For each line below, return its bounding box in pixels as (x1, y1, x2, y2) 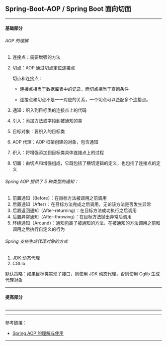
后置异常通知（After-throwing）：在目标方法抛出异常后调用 (12, 213, 132, 219)
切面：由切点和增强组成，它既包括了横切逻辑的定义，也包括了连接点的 (12, 160, 157, 166)
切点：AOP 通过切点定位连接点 (12, 64, 76, 71)
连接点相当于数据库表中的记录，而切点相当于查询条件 (19, 86, 129, 92)
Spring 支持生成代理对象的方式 (5, 238, 68, 244)
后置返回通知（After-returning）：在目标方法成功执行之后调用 (12, 207, 137, 213)
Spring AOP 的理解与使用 (12, 331, 64, 337)
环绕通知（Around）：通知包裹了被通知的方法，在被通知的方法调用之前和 (12, 220, 161, 226)
